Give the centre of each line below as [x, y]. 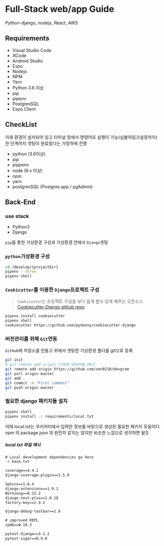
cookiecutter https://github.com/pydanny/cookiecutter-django [70, 325]
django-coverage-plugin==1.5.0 [37, 475]
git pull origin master [30, 374]
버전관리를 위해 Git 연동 [31, 339]
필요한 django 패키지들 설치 [36, 401]
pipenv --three [21, 272]
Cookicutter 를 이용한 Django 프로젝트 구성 [52, 290]
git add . [15, 378]
